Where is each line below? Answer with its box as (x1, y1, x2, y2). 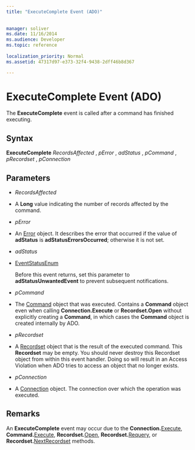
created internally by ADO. (14, 320, 80, 327)
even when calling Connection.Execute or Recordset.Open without (14, 307, 182, 314)
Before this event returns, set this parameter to (14, 271, 130, 278)
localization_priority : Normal (6, 53, 84, 59)
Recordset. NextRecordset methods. (6, 437, 95, 445)
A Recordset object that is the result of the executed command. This (14, 343, 183, 350)
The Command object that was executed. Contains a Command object (14, 300, 189, 308)
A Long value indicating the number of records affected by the (14, 200, 169, 208)
